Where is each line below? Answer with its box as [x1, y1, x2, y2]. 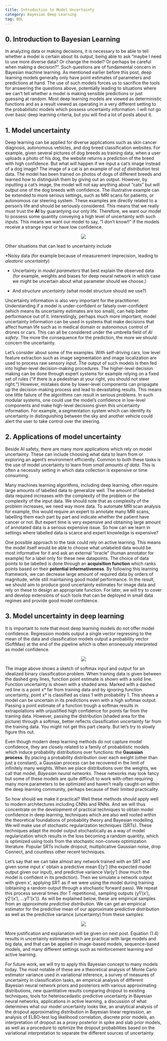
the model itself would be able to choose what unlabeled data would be [5, 544, 152, 550]
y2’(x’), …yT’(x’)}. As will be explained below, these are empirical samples [5, 895, 156, 902]
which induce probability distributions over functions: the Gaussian [5, 749, 143, 755]
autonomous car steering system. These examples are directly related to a [5, 198, 158, 203]
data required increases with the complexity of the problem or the [5, 493, 140, 499]
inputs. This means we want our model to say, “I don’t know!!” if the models [5, 219, 160, 225]
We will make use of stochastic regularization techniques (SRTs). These [5, 822, 152, 828]
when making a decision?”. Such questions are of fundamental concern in [5, 64, 156, 70]
